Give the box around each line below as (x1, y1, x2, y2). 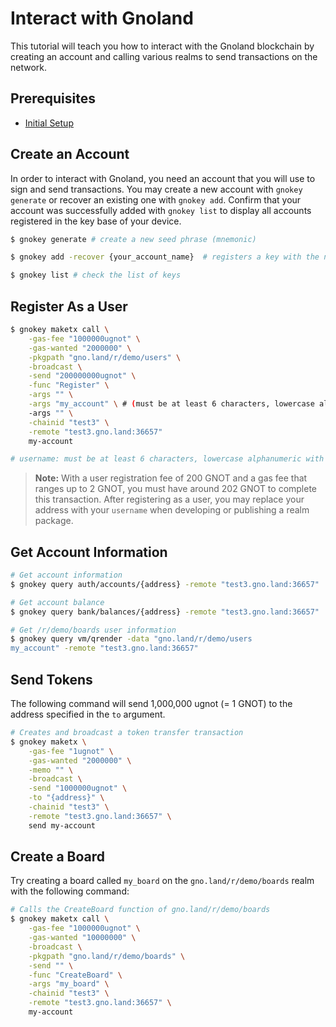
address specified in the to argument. (10, 708, 166, 720)
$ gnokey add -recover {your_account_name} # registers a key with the (10, 252, 320, 262)
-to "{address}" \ (28, 793, 105, 803)
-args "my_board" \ (28, 979, 110, 989)
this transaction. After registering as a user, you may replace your (34, 493, 305, 506)
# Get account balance (10, 597, 105, 607)
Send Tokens (10, 671, 93, 688)
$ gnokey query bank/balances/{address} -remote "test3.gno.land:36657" (10, 607, 320, 617)
